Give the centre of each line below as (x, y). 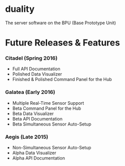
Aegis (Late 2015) (27, 137)
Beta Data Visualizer (33, 113)
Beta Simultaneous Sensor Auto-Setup (52, 124)
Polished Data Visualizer (37, 74)
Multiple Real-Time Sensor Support (48, 103)
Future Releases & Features (62, 43)
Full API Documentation (36, 69)
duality (20, 9)
